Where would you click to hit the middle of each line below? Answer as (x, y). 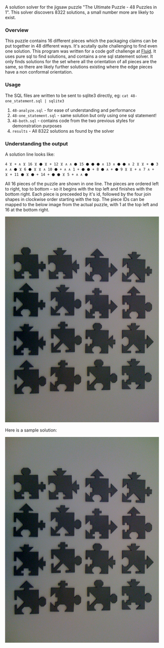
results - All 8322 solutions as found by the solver (63, 131)
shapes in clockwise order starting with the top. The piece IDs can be (75, 199)
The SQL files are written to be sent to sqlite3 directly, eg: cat (67, 96)
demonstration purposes (37, 126)
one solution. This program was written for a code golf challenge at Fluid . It (81, 51)
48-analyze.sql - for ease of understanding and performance (74, 110)
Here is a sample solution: (31, 430)
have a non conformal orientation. (39, 72)
